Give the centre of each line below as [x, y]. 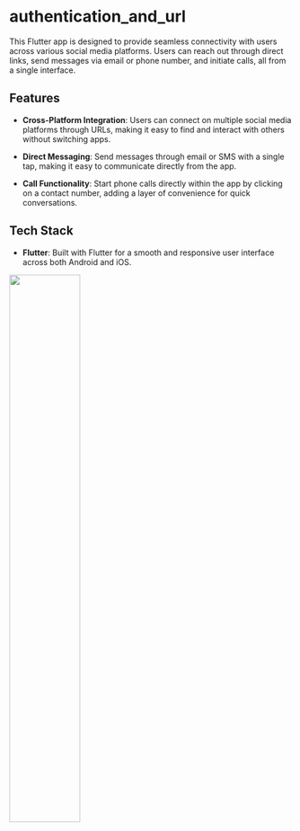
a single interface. [43, 70]
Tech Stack [41, 231]
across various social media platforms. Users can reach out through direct [146, 50]
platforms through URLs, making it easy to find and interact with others [153, 129]
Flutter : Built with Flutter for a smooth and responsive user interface [148, 252]
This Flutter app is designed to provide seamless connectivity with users [143, 41]
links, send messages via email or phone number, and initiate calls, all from [148, 60]
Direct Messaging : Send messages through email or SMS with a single [153, 156]
